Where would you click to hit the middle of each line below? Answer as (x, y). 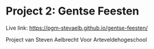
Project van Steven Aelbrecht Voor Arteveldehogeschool (76, 39)
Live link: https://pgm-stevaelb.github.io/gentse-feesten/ (77, 28)
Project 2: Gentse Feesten (72, 11)
